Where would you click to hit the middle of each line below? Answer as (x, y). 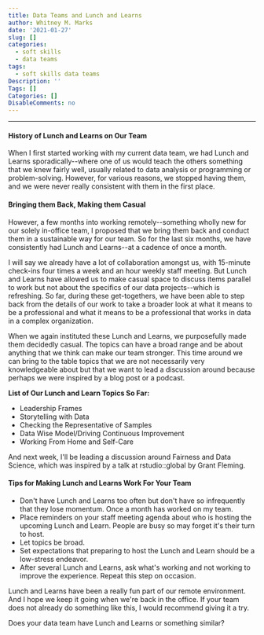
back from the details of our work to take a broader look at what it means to (130, 304)
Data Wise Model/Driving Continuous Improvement (102, 433)
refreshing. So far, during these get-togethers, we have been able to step (126, 295)
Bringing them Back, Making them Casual (77, 204)
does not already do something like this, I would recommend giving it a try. (129, 607)
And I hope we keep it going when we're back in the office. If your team (124, 599)
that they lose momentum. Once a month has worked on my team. (126, 508)
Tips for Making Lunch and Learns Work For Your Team (100, 483)
